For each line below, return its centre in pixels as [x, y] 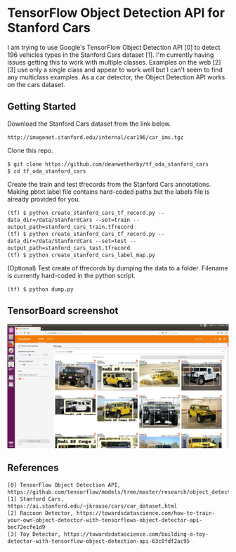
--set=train [113, 220]
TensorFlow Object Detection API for [116, 13]
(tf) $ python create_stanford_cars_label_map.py [81, 255]
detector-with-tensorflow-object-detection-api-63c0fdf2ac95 [99, 541]
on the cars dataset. [36, 84]
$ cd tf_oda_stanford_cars [47, 171]
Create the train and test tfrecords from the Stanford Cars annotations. [109, 184]
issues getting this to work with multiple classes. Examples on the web [109, 62]
